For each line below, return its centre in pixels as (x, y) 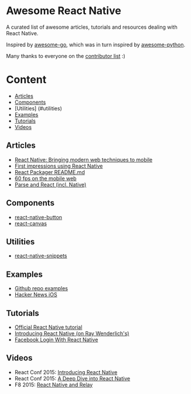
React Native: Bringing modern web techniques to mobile (83, 159)
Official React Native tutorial (48, 327)
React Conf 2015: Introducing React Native (66, 372)
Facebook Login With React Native (56, 339)
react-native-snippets (41, 256)
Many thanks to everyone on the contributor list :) (66, 56)
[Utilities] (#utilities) (38, 108)
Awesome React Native (64, 11)
